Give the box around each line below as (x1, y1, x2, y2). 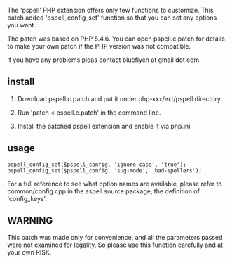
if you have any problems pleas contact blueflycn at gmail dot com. (7, 56, 201, 64)
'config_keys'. (7, 194, 48, 203)
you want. (7, 21, 36, 29)
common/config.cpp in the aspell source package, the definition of (7, 186, 200, 195)
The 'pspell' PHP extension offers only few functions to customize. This (7, 6, 214, 14)
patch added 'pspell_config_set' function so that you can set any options (7, 13, 217, 22)
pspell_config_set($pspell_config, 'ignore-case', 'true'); (7, 161, 187, 168)
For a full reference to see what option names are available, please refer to (7, 179, 222, 188)
